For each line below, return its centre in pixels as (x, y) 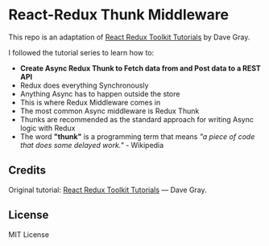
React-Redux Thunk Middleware (119, 15)
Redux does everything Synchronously (84, 85)
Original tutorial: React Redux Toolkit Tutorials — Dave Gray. (108, 190)
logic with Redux (48, 128)
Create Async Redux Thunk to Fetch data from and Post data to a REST (141, 68)
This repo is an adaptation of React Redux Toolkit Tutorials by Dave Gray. (129, 37)
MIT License (29, 234)
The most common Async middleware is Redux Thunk (110, 111)
